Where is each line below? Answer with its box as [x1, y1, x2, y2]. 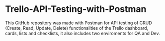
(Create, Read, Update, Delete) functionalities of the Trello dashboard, [5, 25, 149, 31]
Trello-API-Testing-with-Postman [5, 3, 147, 15]
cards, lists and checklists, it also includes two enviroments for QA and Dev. [5, 30, 160, 36]
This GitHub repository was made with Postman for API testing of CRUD [5, 20, 153, 26]
